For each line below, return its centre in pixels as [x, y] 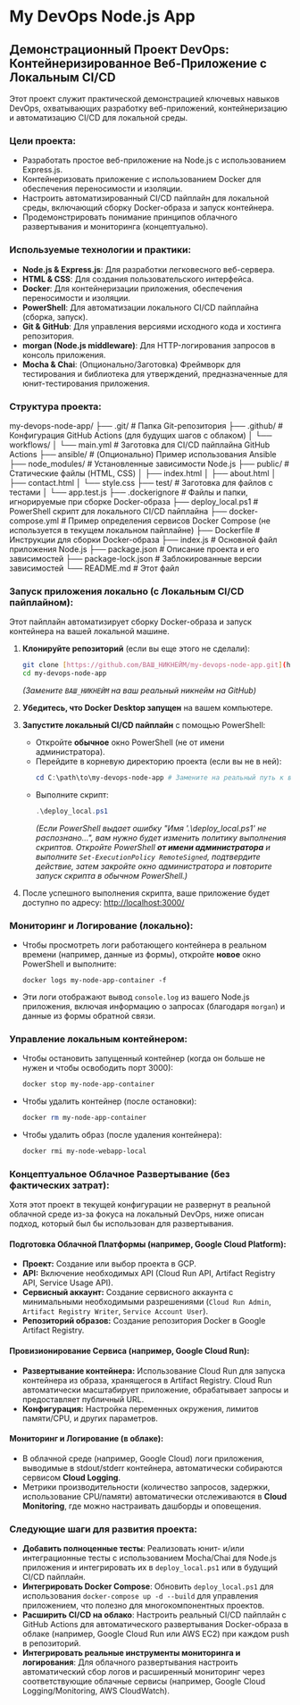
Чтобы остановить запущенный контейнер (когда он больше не [144, 1058]
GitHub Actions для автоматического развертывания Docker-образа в [155, 1625]
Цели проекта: [42, 140]
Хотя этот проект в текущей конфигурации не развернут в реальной [140, 1205]
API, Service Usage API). [67, 1283]
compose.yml [34, 521]
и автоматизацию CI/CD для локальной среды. [99, 117]
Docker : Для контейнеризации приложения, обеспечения [132, 288]
